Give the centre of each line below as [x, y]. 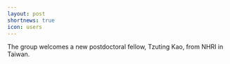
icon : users [25, 27]
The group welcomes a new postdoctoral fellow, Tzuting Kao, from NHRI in [115, 47]
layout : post [26, 14]
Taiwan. [19, 54]
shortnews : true [31, 20]
